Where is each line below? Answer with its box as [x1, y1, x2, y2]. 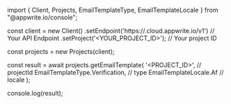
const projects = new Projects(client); [7, 48, 115, 55]
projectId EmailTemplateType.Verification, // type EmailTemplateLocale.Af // [7, 69, 224, 76]
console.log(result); [7, 89, 63, 97]
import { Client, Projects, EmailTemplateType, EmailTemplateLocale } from [7, 6, 218, 14]
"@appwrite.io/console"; [7, 13, 78, 21]
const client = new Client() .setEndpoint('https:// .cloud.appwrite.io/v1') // [7, 27, 215, 35]
